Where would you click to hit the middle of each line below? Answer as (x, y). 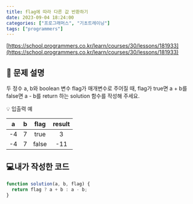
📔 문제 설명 (26, 73)
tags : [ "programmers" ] (35, 29)
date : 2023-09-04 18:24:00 (40, 18)
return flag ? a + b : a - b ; (49, 190)
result (62, 124)
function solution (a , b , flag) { (48, 184)
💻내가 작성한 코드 (38, 167)
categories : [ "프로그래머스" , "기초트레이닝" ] (58, 23)
